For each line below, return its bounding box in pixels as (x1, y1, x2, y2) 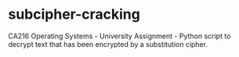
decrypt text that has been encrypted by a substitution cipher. (8, 39, 208, 48)
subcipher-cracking (8, 5, 141, 23)
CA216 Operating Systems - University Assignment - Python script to (8, 31, 231, 41)
